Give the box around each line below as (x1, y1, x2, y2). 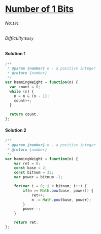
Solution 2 (5, 127, 27, 133)
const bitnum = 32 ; (14, 170, 54, 175)
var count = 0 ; (9, 84, 41, 89)
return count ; (9, 112, 38, 117)
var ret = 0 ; (14, 161, 41, 166)
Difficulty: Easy (5, 35, 34, 41)
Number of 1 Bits (5, 3, 74, 15)
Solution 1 (5, 51, 26, 56)
